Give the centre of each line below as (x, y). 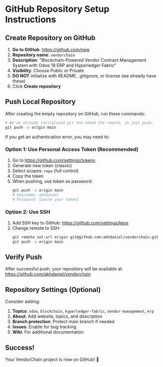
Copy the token (28, 176)
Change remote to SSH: (36, 228)
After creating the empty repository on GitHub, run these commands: (75, 113)
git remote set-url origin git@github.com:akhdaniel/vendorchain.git (85, 237)
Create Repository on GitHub (50, 38)
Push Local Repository (41, 102)
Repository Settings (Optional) (53, 290)
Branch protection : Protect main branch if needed (63, 322)
